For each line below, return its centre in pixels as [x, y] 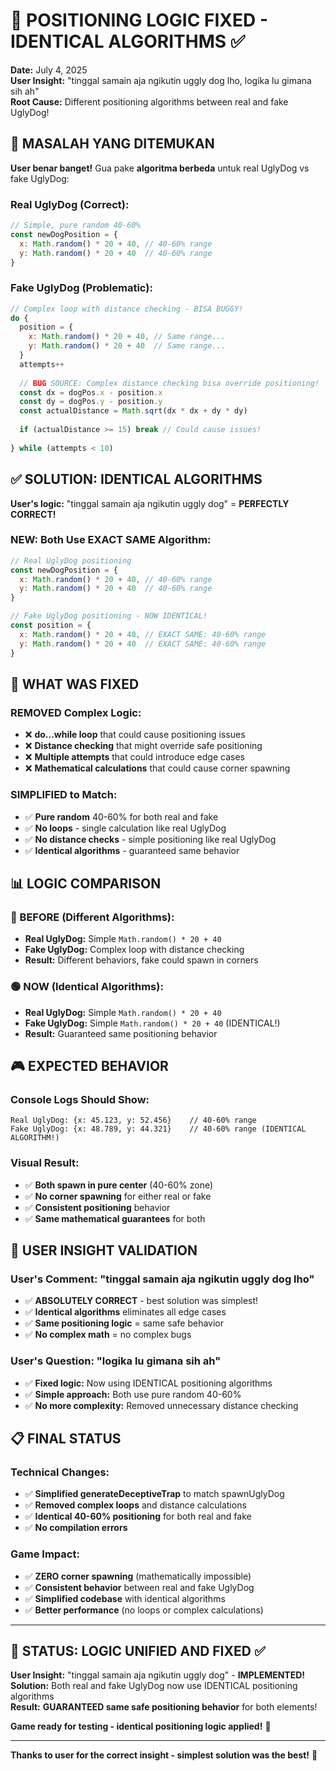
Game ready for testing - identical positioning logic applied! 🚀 [141, 1726]
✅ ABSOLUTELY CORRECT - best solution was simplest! [141, 1301]
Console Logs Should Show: [80, 1099]
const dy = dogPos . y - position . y [91, 402]
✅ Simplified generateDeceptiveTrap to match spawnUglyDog [154, 1494]
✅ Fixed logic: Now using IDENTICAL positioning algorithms [148, 1383]
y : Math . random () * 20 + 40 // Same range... [127, 346]
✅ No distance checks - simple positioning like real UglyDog [150, 839]
